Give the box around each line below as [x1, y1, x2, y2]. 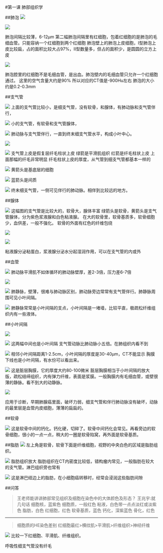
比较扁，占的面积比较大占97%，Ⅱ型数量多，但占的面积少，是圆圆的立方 [9, 46, 153, 52]
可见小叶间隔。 [9, 295, 39, 300]
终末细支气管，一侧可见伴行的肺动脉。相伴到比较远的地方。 [11, 187, 130, 193]
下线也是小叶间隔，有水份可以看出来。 [5, 357, 81, 363]
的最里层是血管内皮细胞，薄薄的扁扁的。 [5, 405, 86, 411]
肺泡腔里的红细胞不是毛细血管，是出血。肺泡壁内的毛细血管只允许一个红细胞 [5, 72, 158, 77]
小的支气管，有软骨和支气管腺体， [11, 121, 79, 126]
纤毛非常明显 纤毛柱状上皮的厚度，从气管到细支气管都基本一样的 [21, 157, 151, 162]
